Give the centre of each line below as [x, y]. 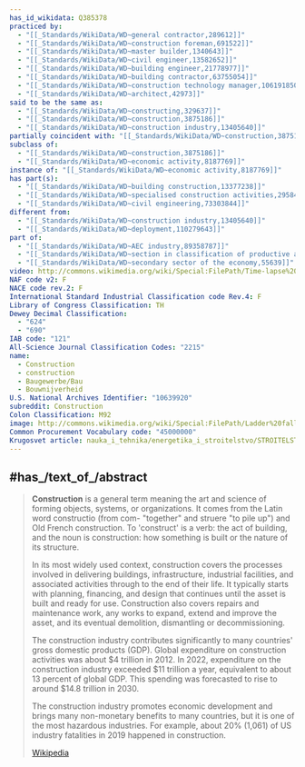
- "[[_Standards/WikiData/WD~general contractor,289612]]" [132, 35]
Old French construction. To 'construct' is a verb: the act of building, [159, 528]
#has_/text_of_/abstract [79, 477]
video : [22, 272]
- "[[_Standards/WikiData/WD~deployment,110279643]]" [121, 229]
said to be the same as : [56, 102]
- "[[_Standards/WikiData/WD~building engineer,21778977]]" [133, 69]
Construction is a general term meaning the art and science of [149, 499]
